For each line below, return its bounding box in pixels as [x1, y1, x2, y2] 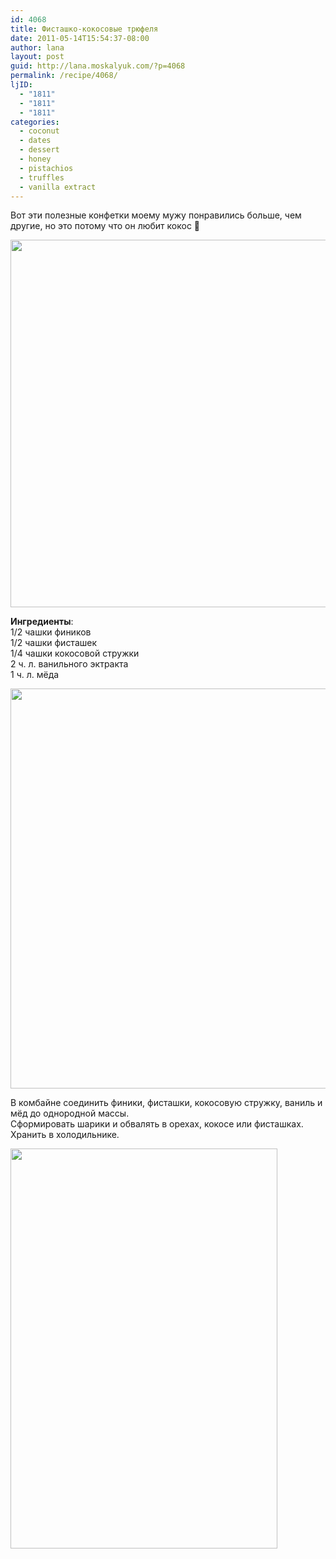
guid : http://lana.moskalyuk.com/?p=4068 [10, 61, 186, 71]
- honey [19, 154, 52, 164]
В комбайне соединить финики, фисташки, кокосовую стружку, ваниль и [10, 1097, 323, 1109]
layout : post [10, 52, 65, 62]
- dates [19, 136, 52, 146]
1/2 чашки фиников [10, 626, 92, 638]
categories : [10, 117, 60, 127]
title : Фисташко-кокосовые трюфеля [10, 24, 159, 34]
